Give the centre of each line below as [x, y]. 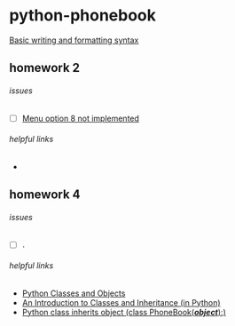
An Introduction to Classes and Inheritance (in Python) [121, 302]
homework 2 [45, 68]
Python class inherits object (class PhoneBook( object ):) [124, 312]
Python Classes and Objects [74, 293]
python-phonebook [83, 16]
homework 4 [45, 195]
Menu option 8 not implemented [81, 118]
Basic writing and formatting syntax [74, 40]
